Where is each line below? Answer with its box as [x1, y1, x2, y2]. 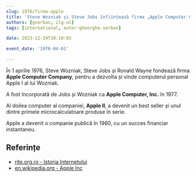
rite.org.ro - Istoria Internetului [14, 158, 87, 165]
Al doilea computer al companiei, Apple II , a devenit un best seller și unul [6, 102, 181, 109]
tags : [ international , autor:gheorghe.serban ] [6, 25, 121, 31]
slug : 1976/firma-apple [6, 8, 64, 15]
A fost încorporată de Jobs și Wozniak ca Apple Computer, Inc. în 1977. [6, 91, 178, 98]
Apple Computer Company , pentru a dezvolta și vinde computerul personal [6, 74, 188, 80]
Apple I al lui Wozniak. [6, 79, 60, 86]
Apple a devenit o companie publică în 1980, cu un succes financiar [6, 120, 169, 126]
